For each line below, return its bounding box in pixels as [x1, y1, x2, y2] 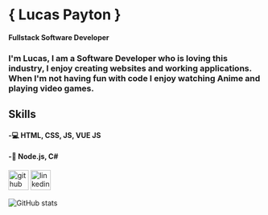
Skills [8, 107, 36, 121]
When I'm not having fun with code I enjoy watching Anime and [8, 72, 261, 83]
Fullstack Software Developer [8, 32, 109, 42]
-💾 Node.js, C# [8, 152, 59, 161]
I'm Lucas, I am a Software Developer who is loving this [8, 52, 228, 63]
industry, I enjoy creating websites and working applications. [8, 63, 252, 74]
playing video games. [8, 83, 94, 94]
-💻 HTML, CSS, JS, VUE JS [8, 130, 101, 140]
